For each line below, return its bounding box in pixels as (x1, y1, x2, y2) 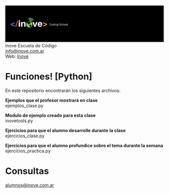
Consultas (5, 165, 49, 177)
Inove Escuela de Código (5, 43, 57, 49)
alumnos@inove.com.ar (5, 182, 54, 188)
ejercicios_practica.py (5, 148, 51, 154)
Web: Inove (5, 53, 29, 59)
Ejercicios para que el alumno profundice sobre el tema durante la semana (5, 143, 163, 149)
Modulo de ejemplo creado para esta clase (5, 113, 96, 119)
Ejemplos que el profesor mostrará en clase (5, 98, 98, 104)
